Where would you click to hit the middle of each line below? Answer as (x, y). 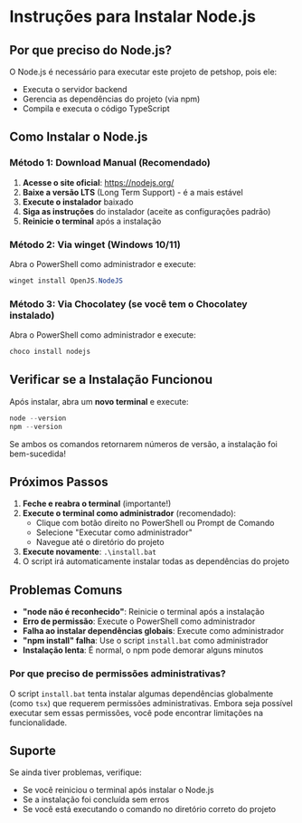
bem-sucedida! (38, 454)
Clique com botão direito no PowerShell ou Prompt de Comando (155, 523)
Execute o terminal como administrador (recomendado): (129, 513)
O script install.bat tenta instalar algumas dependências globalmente (142, 694)
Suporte (33, 750)
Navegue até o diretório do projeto (100, 542)
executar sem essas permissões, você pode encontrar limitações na (137, 713)
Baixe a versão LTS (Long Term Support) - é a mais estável (133, 192)
